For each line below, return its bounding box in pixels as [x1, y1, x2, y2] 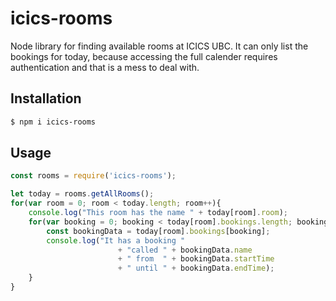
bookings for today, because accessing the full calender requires [10, 50, 278, 62]
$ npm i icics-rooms [10, 117, 97, 127]
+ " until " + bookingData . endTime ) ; [117, 263, 275, 274]
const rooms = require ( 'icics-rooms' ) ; [10, 171, 177, 181]
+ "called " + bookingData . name [117, 245, 253, 255]
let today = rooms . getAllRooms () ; [10, 189, 155, 199]
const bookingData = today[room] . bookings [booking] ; [46, 226, 271, 236]
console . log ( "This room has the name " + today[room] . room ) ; [28, 208, 288, 218]
